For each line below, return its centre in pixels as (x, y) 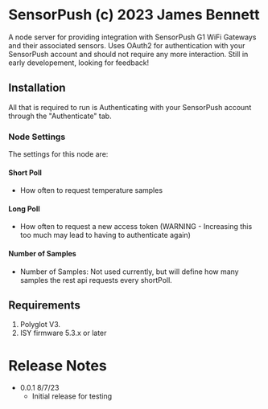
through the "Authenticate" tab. (60, 116)
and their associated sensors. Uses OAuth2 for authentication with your (127, 45)
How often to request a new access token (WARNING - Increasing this (136, 227)
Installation (37, 88)
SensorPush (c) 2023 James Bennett (134, 15)
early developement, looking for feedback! (79, 63)
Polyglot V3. (40, 325)
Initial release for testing (72, 396)
